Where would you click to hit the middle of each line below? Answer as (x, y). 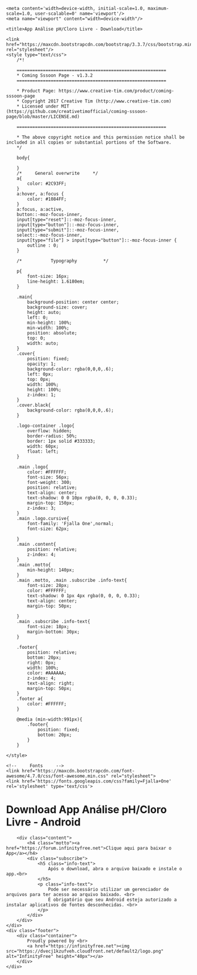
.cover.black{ (34, 405)
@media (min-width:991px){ (50, 719)
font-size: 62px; (48, 529)
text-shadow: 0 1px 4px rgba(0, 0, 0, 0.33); (84, 596)
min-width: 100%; (48, 328)
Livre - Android (43, 822)
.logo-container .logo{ (46, 426)
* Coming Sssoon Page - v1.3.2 (55, 75)
